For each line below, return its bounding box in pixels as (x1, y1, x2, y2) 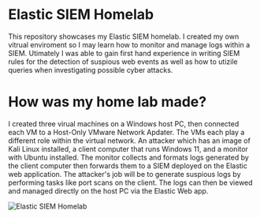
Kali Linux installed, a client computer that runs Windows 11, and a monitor (8, 144, 248, 153)
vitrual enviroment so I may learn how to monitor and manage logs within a (8, 39, 251, 49)
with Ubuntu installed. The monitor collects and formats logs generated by (8, 152, 250, 162)
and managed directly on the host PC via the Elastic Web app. (8, 186, 209, 195)
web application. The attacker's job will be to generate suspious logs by (8, 169, 242, 179)
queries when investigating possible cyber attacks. (8, 65, 173, 74)
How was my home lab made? (8, 93, 207, 111)
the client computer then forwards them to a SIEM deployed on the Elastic (8, 160, 248, 171)
